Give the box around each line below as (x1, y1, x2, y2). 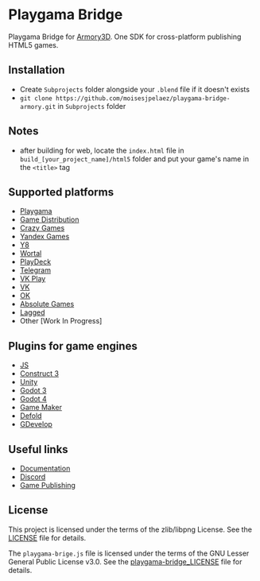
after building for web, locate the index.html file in (19, 145, 184, 155)
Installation (8, 64, 65, 77)
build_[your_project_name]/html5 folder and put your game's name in (19, 153, 249, 164)
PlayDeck (19, 257, 52, 267)
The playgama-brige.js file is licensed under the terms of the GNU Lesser (8, 548, 250, 558)
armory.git (19, 103, 56, 110)
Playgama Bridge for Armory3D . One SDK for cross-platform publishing (8, 32, 242, 41)
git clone (19, 94, 53, 103)
